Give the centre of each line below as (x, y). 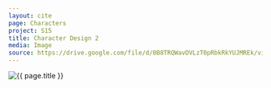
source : (21, 53)
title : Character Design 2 (54, 38)
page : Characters (38, 23)
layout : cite (30, 16)
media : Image (30, 46)
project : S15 (30, 30)
